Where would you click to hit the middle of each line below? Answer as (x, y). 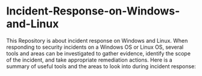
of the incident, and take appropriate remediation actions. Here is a (90, 60)
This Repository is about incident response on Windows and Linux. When (97, 40)
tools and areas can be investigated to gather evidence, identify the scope (99, 53)
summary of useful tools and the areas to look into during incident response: (101, 66)
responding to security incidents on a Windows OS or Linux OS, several (95, 47)
